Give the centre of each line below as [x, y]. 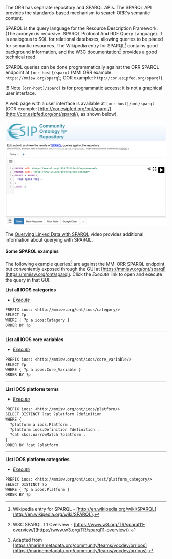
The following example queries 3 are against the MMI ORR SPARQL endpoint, [86, 263]
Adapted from [27, 540]
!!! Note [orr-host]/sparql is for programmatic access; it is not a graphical [84, 88]
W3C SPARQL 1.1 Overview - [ [44, 525]
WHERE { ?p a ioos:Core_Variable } [43, 370]
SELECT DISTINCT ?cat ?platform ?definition [53, 414]
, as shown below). [98, 114]
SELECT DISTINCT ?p [26, 485]
